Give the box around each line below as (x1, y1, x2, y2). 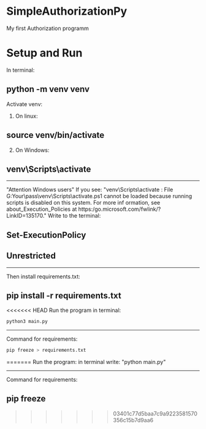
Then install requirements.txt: (6, 273, 81, 280)
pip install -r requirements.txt (6, 290, 121, 301)
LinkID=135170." (6, 212, 47, 219)
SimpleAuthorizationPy (6, 4, 128, 18)
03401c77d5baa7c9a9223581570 (113, 409, 198, 417)
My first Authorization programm (6, 25, 89, 32)
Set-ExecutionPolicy (6, 230, 86, 240)
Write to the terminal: (48, 212, 101, 219)
